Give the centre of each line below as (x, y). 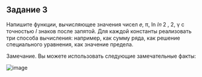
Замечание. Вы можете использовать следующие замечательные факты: (101, 56)
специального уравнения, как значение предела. (70, 44)
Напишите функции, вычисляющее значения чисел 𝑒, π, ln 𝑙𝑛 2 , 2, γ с (96, 24)
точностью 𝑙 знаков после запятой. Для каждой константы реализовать (99, 31)
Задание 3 (27, 10)
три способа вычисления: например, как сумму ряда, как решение (93, 38)
